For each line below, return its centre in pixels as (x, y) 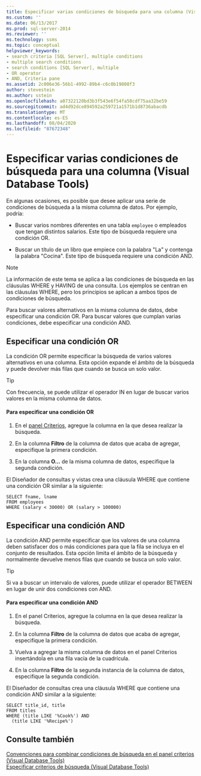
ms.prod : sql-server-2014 (38, 29)
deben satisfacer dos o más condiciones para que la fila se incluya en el (95, 546)
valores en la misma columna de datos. (54, 398)
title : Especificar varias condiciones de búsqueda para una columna (95, 12)
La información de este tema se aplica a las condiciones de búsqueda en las (100, 279)
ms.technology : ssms (32, 40)
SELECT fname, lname (32, 497)
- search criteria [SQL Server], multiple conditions (75, 56)
